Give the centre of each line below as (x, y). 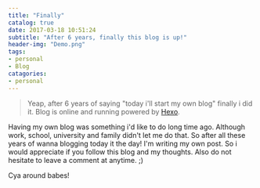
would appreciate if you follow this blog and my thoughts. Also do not (120, 152)
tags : (17, 52)
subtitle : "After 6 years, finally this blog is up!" (98, 37)
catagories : (27, 74)
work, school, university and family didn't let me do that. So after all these (127, 135)
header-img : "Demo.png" (47, 45)
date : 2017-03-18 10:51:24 (52, 30)
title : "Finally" (36, 15)
